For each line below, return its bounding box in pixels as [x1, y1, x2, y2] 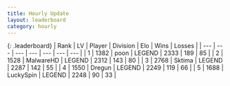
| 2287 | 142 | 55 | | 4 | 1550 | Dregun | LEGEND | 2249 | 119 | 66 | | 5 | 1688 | [7, 63, 224, 72]
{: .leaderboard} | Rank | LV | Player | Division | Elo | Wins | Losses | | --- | [7, 42, 216, 50]
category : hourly [7, 23, 57, 30]
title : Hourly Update [7, 10, 70, 17]
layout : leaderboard [7, 17, 67, 23]
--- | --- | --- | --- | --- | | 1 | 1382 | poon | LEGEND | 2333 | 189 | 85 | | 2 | [14, 49, 224, 57]
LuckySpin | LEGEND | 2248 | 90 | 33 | [7, 71, 116, 79]
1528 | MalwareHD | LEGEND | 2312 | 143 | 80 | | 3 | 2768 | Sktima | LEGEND [7, 56, 223, 65]
